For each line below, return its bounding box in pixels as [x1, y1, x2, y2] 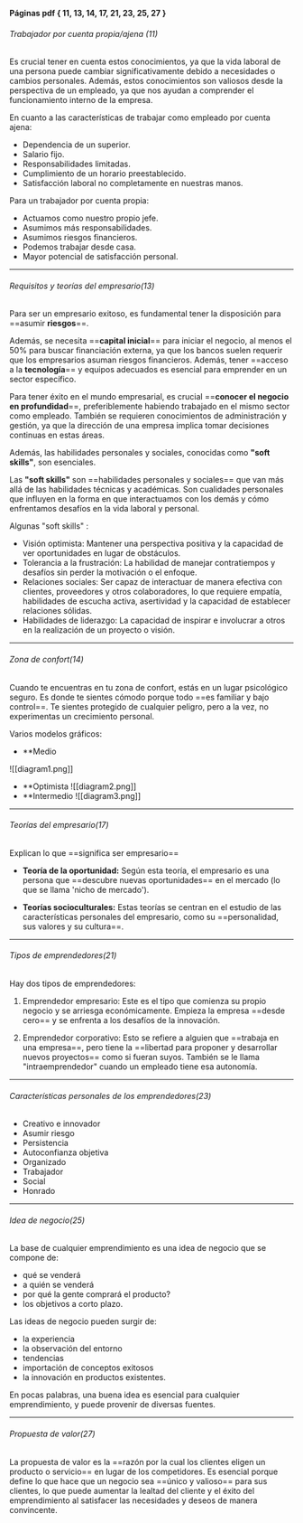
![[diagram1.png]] [9, 763, 74, 774]
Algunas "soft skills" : [9, 521, 89, 531]
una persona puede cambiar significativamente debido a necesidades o [9, 66, 276, 77]
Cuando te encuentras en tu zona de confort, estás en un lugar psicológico [9, 682, 289, 692]
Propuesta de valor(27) [9, 1428, 96, 1440]
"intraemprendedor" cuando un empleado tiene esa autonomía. [22, 1061, 258, 1072]
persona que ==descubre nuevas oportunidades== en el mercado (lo [22, 874, 281, 885]
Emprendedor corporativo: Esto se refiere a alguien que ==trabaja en [22, 1032, 280, 1043]
